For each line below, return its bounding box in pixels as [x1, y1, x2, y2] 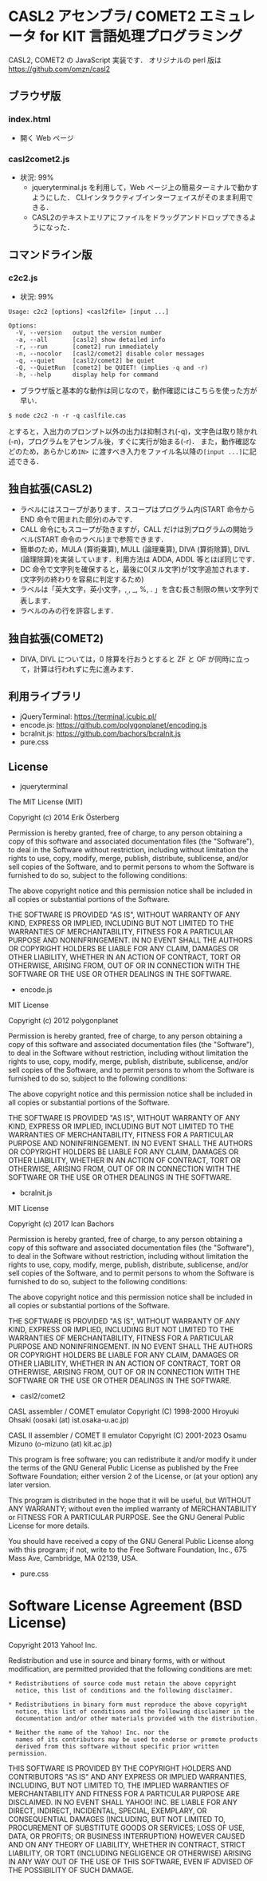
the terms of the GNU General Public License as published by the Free [8, 1462, 239, 1472]
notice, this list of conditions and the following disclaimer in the [15, 1707, 255, 1716]
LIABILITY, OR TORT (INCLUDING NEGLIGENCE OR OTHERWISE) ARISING [8, 1848, 253, 1858]
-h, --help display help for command [15, 371, 159, 379]
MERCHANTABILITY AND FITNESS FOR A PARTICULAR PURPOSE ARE [8, 1788, 241, 1798]
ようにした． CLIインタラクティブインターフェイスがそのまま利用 [31, 192, 247, 202]
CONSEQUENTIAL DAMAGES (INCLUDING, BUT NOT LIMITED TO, [8, 1814, 226, 1823]
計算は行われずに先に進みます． [33, 665, 138, 674]
